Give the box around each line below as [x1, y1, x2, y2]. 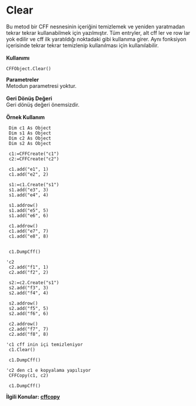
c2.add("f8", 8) [8, 331, 49, 337]
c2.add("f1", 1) [8, 264, 49, 270]
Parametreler [6, 76, 40, 83]
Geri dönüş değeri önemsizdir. [6, 101, 80, 108]
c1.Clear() [8, 346, 35, 352]
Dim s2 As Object [8, 140, 51, 146]
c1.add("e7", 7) [8, 228, 49, 234]
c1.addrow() [8, 223, 38, 229]
